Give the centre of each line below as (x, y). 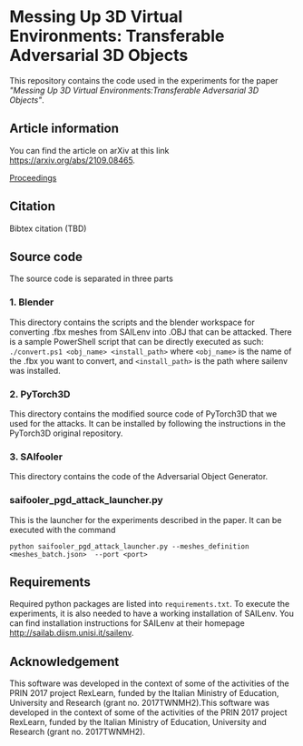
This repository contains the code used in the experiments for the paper (144, 80)
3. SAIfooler (36, 457)
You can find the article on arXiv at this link (89, 150)
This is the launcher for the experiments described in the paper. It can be (146, 519)
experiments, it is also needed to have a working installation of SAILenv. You (152, 614)
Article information (64, 129)
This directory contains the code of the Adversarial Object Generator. (139, 477)
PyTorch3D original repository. (66, 433)
